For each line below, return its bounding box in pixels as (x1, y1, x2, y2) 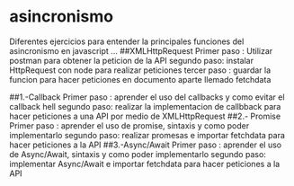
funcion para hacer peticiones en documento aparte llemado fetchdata (9, 74, 272, 84)
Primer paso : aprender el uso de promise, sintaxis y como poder (9, 120, 250, 131)
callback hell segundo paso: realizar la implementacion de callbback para (9, 101, 281, 111)
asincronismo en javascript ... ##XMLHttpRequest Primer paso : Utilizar (9, 45, 273, 56)
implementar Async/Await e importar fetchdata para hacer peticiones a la (9, 158, 281, 169)
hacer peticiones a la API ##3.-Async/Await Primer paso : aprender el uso (9, 139, 281, 150)
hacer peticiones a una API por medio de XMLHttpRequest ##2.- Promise (9, 111, 281, 121)
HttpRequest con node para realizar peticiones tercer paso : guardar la (9, 65, 272, 75)
